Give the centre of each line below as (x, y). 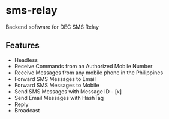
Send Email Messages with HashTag (59, 98)
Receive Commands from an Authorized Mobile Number (83, 66)
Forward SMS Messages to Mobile (57, 85)
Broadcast (27, 110)
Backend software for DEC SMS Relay (52, 27)
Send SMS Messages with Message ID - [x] (68, 91)
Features (22, 46)
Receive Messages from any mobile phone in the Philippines (89, 73)
